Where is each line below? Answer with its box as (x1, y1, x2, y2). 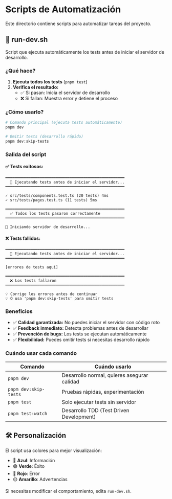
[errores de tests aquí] (5, 265, 58, 270)
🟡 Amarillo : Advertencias (12, 476, 68, 482)
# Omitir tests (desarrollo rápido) (5, 134, 83, 139)
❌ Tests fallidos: (5, 235, 41, 241)
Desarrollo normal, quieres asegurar (61, 372, 148, 379)
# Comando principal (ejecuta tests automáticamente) (5, 120, 123, 125)
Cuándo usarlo (94, 363, 132, 370)
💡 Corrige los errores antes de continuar (5, 291, 98, 297)
